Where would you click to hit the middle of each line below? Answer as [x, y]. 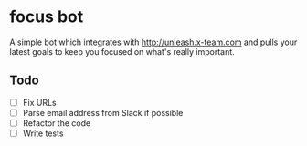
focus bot [47, 17]
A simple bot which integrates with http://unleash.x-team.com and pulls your [153, 42]
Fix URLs [39, 102]
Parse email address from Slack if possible [103, 112]
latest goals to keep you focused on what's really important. [122, 51]
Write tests [43, 133]
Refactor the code [57, 123]
